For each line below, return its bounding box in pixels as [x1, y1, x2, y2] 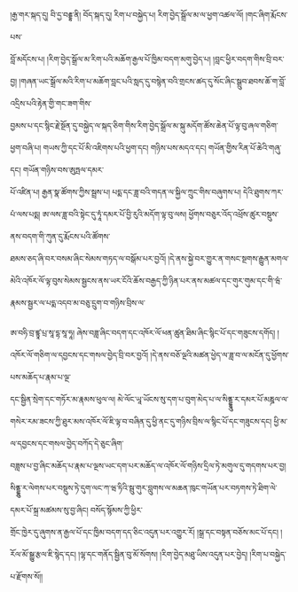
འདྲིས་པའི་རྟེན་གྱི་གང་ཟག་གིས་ [10, 98, 92, 108]
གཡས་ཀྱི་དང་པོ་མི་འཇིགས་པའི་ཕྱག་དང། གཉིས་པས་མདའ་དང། [43, 143, 207, 152]
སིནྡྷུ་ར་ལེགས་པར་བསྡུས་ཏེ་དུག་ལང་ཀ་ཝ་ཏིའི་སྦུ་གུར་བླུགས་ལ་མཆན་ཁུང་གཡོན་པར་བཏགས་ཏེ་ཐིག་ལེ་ [10, 483, 278, 493]
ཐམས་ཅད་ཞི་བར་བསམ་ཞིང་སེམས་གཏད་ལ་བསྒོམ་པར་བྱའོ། [10, 253, 167, 263]
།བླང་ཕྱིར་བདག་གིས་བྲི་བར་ [212, 54, 285, 64]
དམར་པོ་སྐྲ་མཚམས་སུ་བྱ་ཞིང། [10, 505, 89, 515]
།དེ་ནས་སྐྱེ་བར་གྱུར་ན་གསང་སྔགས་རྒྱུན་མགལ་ [168, 253, 289, 263]
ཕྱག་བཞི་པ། [10, 143, 42, 152]
